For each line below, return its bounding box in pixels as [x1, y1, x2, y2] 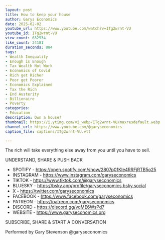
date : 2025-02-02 [5, 21, 42, 27]
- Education [5, 110, 30, 116]
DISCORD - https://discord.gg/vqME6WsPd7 [12, 204, 105, 210]
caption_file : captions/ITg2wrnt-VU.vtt [5, 129, 91, 134]
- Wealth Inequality [5, 54, 49, 59]
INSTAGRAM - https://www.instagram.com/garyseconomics [12, 172, 136, 178]
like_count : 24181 [5, 40, 44, 45]
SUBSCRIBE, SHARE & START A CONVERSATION [5, 219, 106, 225]
